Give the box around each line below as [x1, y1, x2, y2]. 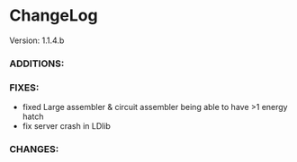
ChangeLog [9, 5, 98, 26]
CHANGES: [9, 143, 59, 156]
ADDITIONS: [9, 57, 65, 70]
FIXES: [9, 81, 40, 94]
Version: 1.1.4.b [9, 35, 65, 46]
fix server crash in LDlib [22, 121, 111, 132]
